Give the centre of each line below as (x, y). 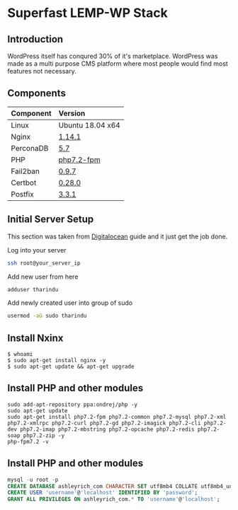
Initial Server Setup (51, 220)
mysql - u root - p (33, 480)
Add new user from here (43, 277)
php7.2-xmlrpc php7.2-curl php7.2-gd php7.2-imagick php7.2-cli (104, 423)
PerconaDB (30, 148)
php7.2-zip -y (44, 435)
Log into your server (37, 250)
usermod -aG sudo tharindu (47, 316)
